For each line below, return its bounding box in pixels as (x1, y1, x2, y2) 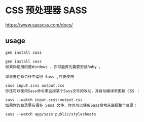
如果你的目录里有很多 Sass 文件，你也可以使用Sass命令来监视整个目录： (5, 103, 138, 108)
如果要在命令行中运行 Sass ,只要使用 (5, 74, 75, 79)
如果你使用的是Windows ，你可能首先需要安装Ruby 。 (5, 64, 103, 69)
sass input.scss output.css (5, 83, 65, 88)
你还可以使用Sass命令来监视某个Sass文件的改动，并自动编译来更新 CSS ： (5, 88, 141, 94)
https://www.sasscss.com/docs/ (5, 21, 73, 28)
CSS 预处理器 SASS (5, 5, 87, 16)
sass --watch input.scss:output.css (5, 97, 83, 102)
